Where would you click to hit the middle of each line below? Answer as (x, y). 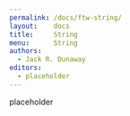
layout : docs (39, 26)
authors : (26, 51)
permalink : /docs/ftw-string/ (66, 18)
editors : (26, 68)
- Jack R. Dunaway (52, 59)
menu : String (43, 43)
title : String (43, 34)
